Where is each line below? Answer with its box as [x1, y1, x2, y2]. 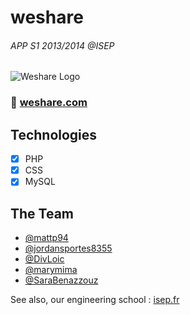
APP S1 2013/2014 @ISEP [10, 39, 115, 51]
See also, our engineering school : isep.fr [10, 294, 180, 306]
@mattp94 [24, 232, 69, 244]
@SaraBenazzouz [24, 274, 99, 286]
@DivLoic [24, 253, 65, 265]
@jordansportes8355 [24, 242, 113, 255]
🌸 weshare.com [10, 96, 88, 110]
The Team [10, 205, 75, 222]
